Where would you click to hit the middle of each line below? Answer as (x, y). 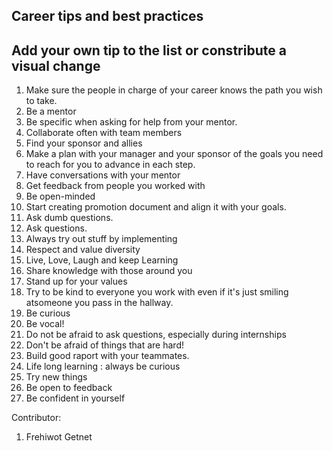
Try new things (56, 377)
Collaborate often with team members (104, 133)
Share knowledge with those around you (109, 271)
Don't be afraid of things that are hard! (104, 345)
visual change (56, 65)
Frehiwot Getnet (59, 437)
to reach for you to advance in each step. (110, 165)
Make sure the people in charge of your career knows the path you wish (174, 90)
